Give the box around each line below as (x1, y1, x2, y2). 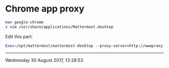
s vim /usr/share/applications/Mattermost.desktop (5, 24, 114, 29)
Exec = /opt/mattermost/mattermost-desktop (5, 43, 94, 48)
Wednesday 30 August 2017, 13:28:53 (5, 57, 83, 63)
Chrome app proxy (5, 3, 84, 15)
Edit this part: (5, 33, 33, 39)
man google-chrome (5, 20, 44, 25)
